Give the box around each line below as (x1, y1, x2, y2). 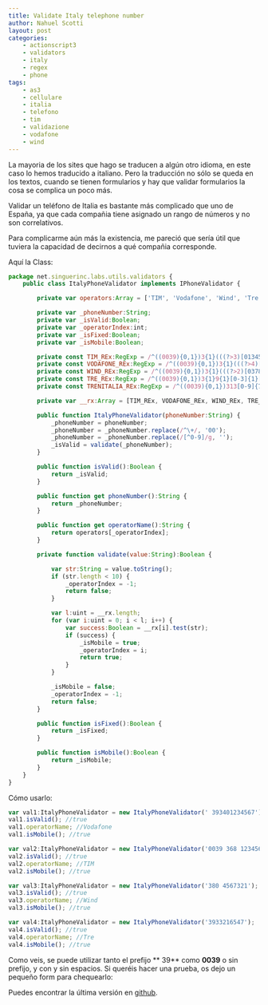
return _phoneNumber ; (50, 500, 124, 508)
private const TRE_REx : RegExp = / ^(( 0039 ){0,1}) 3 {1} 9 (37, 375, 219, 383)
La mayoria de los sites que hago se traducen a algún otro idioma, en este (8, 160, 251, 169)
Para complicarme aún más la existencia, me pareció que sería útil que (8, 233, 241, 243)
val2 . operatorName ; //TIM (8, 860, 94, 868)
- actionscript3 (22, 42, 77, 49)
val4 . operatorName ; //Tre (8, 933, 94, 941)
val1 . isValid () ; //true (8, 816, 88, 824)
